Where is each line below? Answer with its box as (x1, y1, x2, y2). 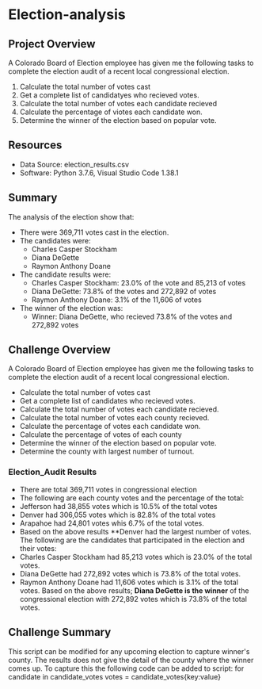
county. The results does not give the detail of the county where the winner (8, 655, 254, 664)
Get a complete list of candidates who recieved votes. (19, 396, 196, 406)
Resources (8, 139, 63, 152)
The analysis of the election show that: (8, 212, 135, 221)
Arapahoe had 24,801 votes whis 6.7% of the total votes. (19, 518, 204, 528)
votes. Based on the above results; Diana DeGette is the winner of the (19, 585, 249, 595)
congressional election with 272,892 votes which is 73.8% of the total (19, 594, 248, 603)
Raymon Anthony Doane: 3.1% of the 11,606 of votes (31, 295, 202, 304)
